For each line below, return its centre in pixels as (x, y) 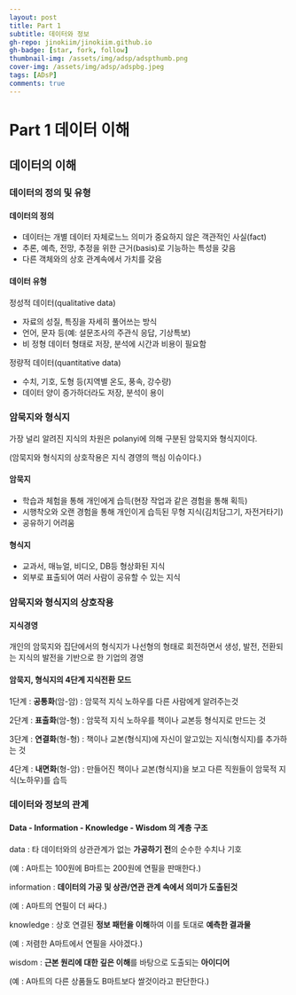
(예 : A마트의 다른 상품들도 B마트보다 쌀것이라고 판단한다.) (109, 981)
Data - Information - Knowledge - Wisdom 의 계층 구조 (109, 828)
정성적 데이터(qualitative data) (63, 302)
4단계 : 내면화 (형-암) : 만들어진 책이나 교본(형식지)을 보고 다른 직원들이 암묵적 (143, 769)
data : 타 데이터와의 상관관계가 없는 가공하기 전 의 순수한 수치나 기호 (125, 849)
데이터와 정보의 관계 (49, 805)
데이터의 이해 (43, 165)
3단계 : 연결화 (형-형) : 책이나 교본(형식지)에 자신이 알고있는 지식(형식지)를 (136, 739)
